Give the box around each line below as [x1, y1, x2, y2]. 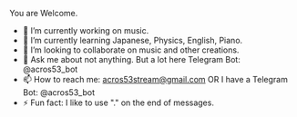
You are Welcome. [9, 8, 78, 18]
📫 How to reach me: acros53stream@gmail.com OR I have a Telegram [22, 74, 289, 84]
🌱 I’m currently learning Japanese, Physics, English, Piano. [22, 35, 243, 45]
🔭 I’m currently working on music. [22, 25, 149, 35]
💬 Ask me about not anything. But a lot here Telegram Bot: [22, 54, 241, 64]
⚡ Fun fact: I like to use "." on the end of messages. [22, 97, 214, 108]
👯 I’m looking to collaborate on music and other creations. [22, 44, 240, 55]
